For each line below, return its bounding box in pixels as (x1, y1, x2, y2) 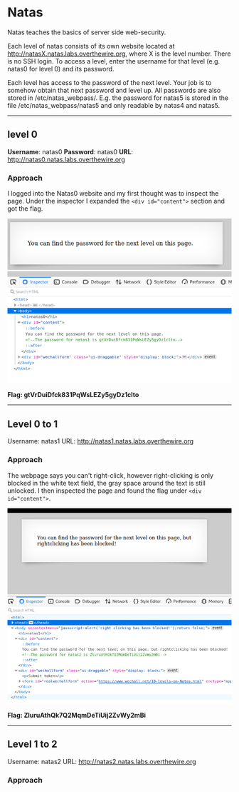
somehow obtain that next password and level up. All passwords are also (7, 86, 221, 94)
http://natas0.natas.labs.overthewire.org (7, 155, 126, 164)
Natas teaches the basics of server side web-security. (7, 28, 166, 36)
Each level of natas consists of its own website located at (7, 41, 176, 50)
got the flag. (7, 204, 43, 213)
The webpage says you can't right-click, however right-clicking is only (7, 471, 214, 479)
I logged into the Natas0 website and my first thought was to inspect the (7, 189, 219, 198)
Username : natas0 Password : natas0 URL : (7, 147, 134, 156)
